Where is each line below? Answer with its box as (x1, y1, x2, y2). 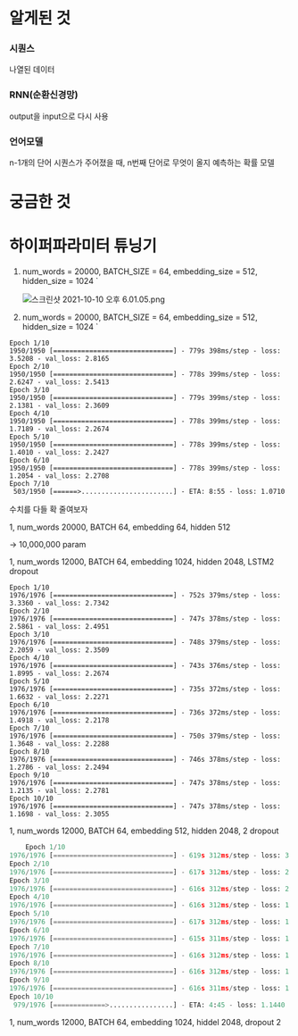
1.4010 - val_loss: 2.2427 (9, 448, 110, 457)
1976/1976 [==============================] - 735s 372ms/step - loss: (9, 685, 281, 694)
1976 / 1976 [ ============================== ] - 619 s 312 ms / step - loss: (9, 851, 281, 860)
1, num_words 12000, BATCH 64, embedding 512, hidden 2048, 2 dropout (9, 825, 279, 836)
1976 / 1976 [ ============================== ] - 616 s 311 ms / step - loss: (9, 984, 281, 993)
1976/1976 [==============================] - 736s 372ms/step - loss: (9, 708, 281, 717)
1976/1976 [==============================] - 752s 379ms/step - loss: (9, 591, 281, 600)
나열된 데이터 (9, 64, 55, 75)
